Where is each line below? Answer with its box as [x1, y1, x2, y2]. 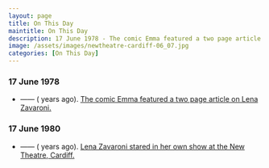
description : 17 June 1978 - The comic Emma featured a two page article [8, 34, 262, 43]
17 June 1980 [8, 123, 61, 134]
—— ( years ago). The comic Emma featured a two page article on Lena [19, 94, 259, 104]
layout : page [8, 11, 52, 20]
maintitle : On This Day [8, 27, 89, 35]
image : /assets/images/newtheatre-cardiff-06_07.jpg [8, 42, 189, 50]
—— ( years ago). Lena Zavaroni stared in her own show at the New [19, 141, 246, 151]
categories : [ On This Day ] [8, 49, 99, 57]
